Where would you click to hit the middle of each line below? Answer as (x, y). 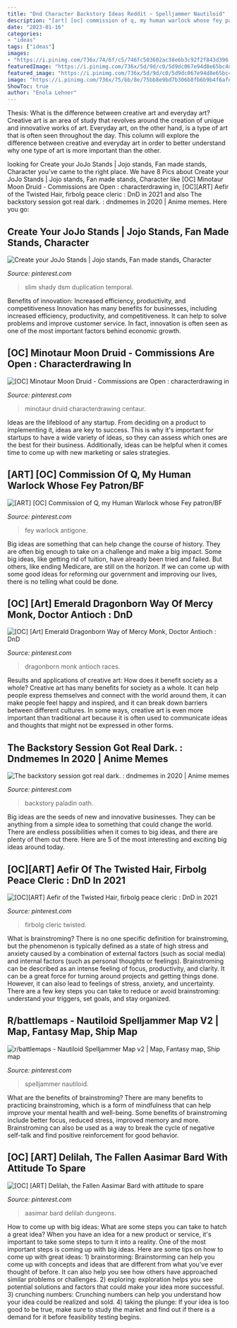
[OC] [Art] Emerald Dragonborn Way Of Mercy (110, 603)
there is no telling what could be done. (63, 582)
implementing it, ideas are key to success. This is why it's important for (110, 429)
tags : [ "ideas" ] (31, 47)
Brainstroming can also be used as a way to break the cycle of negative (111, 1127)
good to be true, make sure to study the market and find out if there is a (111, 1309)
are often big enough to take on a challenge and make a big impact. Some (115, 551)
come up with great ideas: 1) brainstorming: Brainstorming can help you (111, 1257)
